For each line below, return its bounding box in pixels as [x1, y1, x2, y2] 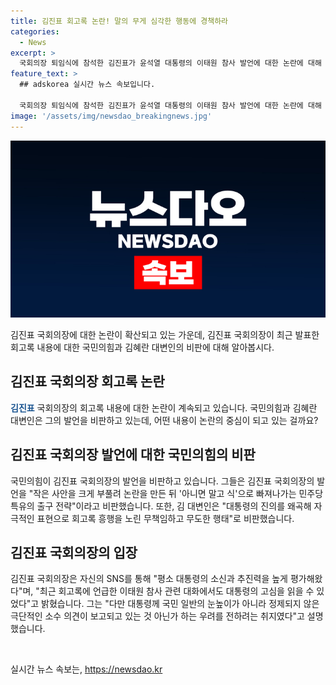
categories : [10, 26, 60, 37]
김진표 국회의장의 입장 [10, 545, 138, 562]
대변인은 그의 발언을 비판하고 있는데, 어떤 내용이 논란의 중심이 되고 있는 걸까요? [10, 414, 319, 426]
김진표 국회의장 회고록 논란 [10, 373, 165, 390]
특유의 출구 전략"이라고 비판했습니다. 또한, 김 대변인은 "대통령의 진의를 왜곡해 [10, 500, 312, 512]
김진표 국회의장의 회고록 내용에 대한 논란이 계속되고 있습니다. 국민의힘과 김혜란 [10, 401, 318, 414]
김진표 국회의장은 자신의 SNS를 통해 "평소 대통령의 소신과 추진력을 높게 [10, 573, 288, 585]
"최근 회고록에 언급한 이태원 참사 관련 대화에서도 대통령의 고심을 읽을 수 [35, 585, 315, 597]
